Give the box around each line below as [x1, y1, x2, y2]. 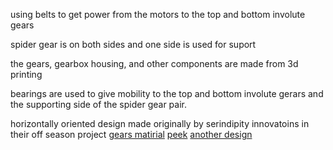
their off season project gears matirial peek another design [10, 129, 253, 140]
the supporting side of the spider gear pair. [10, 99, 187, 110]
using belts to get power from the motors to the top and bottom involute [10, 9, 306, 20]
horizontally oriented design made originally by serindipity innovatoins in [10, 118, 310, 129]
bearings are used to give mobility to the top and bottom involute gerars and [10, 88, 324, 99]
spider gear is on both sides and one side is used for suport [10, 39, 257, 50]
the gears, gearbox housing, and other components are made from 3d [10, 58, 299, 69]
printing [10, 69, 43, 80]
